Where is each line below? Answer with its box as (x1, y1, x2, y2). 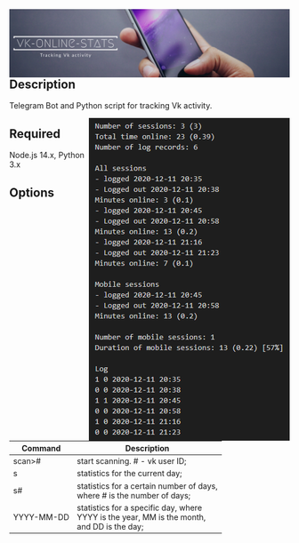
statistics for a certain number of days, (77, 480, 218, 491)
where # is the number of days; (77, 490, 191, 500)
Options (9, 185, 55, 200)
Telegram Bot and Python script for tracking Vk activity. (9, 100, 213, 111)
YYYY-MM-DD (12, 511, 69, 523)
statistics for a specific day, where (77, 502, 203, 513)
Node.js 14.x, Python (9, 150, 85, 161)
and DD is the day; (77, 521, 144, 531)
